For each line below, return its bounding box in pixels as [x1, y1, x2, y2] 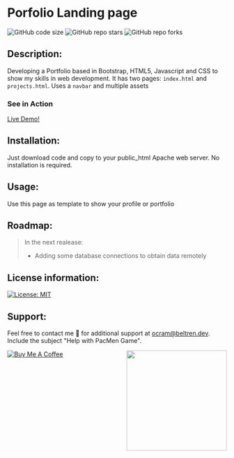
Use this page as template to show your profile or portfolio [7, 199, 175, 208]
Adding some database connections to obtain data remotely [34, 252, 207, 260]
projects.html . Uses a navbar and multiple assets [7, 82, 149, 90]
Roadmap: [7, 220, 53, 231]
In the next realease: [24, 238, 84, 247]
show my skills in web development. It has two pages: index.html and [7, 74, 208, 82]
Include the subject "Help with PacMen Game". [7, 337, 142, 345]
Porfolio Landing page [7, 5, 138, 21]
